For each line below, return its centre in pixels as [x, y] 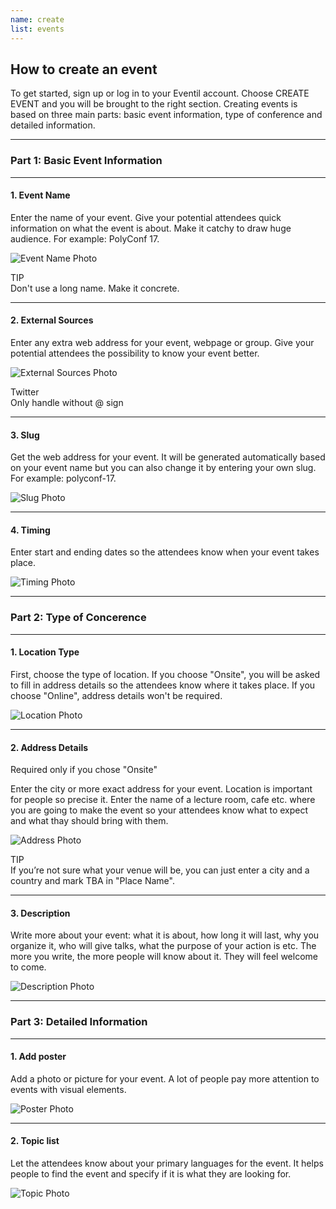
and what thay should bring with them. [89, 821]
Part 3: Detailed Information [79, 1022]
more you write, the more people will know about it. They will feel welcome [164, 957]
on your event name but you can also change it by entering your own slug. [163, 468]
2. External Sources [52, 320]
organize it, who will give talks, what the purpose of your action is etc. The [163, 946]
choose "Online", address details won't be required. [116, 695]
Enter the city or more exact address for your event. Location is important [161, 789]
